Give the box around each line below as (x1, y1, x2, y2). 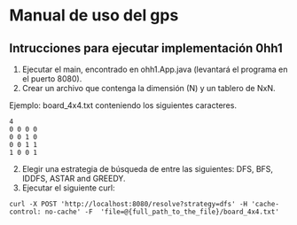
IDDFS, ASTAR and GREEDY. (21, 174, 126, 183)
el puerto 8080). (21, 74, 82, 84)
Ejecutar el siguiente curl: (21, 182, 115, 193)
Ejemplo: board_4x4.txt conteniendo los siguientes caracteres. (9, 100, 238, 111)
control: (9, 207, 42, 216)
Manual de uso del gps (9, 5, 179, 26)
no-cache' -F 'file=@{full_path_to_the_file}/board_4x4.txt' (44, 207, 279, 216)
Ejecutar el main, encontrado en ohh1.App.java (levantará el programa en (21, 64, 288, 74)
